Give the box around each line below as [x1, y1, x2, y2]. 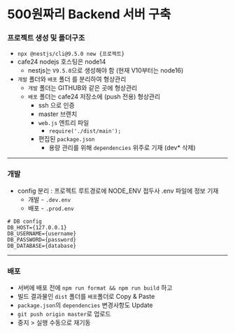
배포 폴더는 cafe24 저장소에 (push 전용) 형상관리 [27, 92, 161, 101]
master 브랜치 [38, 110, 78, 119]
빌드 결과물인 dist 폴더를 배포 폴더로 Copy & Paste [17, 293, 155, 301]
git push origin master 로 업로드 [17, 310, 111, 318]
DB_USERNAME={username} [7, 230, 77, 237]
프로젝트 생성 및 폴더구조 [7, 33, 85, 43]
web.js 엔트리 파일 [38, 119, 90, 127]
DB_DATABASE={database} [7, 242, 77, 249]
